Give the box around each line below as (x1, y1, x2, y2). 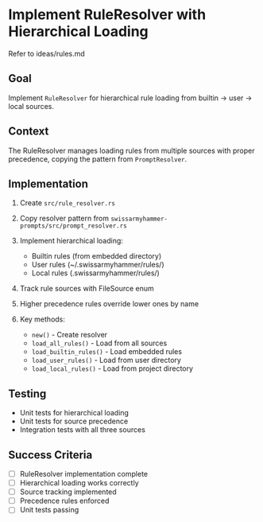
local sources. (8, 101, 54, 111)
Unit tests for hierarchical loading (19, 408, 130, 418)
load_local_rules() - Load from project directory (31, 364, 193, 373)
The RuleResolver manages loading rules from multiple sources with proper (8, 146, 255, 155)
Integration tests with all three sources (19, 425, 145, 434)
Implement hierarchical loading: (19, 236, 123, 246)
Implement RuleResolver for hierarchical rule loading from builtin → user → (8, 93, 253, 103)
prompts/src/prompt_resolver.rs (19, 222, 127, 230)
